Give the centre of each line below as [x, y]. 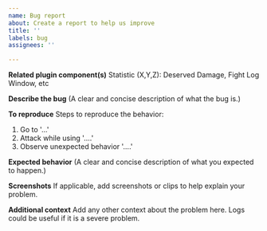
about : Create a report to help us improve [82, 23]
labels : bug [28, 38]
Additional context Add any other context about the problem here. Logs [127, 210]
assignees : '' [32, 45]
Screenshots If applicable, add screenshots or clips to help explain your [127, 186]
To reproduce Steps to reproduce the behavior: [86, 114]
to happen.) [27, 170]
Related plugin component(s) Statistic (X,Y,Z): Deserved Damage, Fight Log [134, 75]
